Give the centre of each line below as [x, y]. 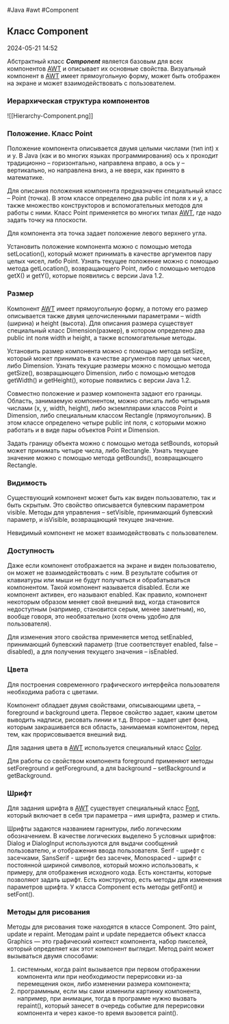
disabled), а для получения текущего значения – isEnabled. [93, 652]
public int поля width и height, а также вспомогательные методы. [102, 337]
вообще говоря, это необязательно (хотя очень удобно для [94, 617]
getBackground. [30, 775]
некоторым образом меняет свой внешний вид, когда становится [104, 602]
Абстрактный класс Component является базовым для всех [95, 61]
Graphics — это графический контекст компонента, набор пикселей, [107, 942]
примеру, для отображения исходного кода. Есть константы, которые [109, 872]
